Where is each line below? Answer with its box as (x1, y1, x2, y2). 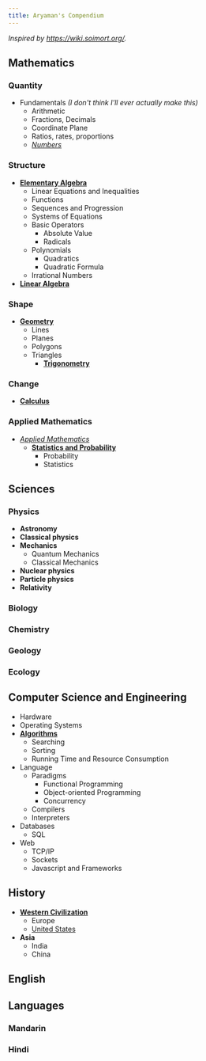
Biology (8, 603, 38, 614)
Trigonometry (43, 358, 90, 368)
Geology (8, 645, 42, 656)
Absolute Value (43, 228, 93, 238)
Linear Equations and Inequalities (31, 186, 140, 196)
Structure (8, 160, 46, 171)
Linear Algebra (19, 279, 69, 288)
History (8, 886, 46, 899)
